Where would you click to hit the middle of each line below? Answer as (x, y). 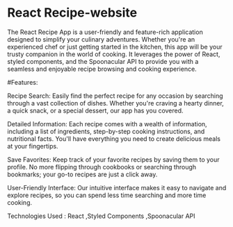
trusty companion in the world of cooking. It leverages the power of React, (114, 54)
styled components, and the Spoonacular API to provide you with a (103, 61)
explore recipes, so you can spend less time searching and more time (107, 195)
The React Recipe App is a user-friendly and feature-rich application (105, 32)
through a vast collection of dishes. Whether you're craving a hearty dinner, (115, 103)
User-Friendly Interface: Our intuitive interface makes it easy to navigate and (117, 187)
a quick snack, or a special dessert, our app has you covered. (95, 110)
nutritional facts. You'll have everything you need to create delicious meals (114, 138)
